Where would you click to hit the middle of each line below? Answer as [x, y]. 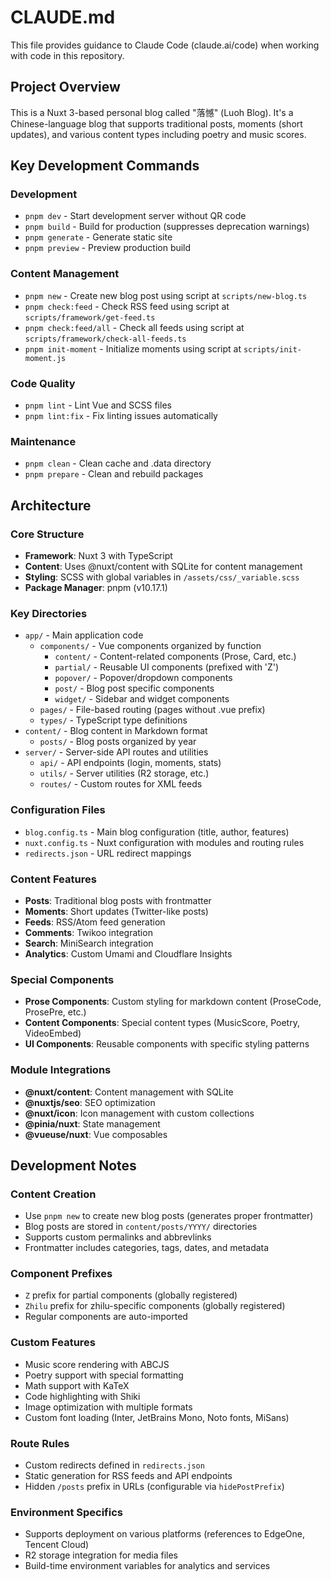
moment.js [45, 358]
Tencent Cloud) [57, 1545]
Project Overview [65, 87]
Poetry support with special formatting [104, 1375]
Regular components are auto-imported [106, 1317]
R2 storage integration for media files [101, 1555]
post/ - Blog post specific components [134, 688]
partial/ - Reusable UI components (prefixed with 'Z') [167, 667]
